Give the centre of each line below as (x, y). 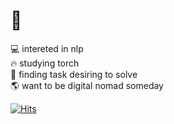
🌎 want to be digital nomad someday (87, 85)
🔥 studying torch (45, 63)
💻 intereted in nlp (47, 48)
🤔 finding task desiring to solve (74, 74)
